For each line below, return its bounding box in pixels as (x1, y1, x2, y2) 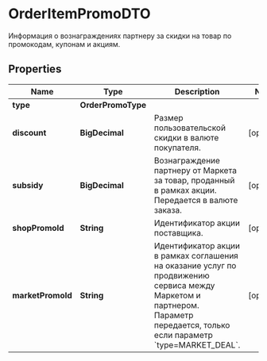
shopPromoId (12, 222, 65, 233)
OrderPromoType (79, 99, 147, 110)
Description (174, 86, 220, 97)
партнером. (153, 299, 200, 310)
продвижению (153, 270, 210, 281)
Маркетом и (153, 290, 201, 301)
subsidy (12, 179, 44, 190)
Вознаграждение (153, 155, 221, 166)
